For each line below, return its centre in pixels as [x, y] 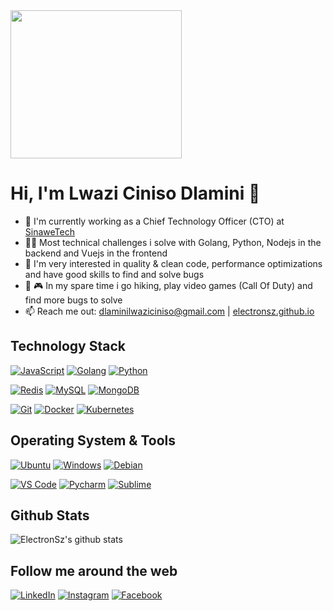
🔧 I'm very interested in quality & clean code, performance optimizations [173, 263]
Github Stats [50, 515]
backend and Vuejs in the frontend [96, 253]
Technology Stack [68, 346]
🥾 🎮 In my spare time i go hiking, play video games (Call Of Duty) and [168, 285]
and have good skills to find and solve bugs [114, 274]
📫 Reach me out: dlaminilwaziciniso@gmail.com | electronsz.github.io [169, 311]
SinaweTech [49, 231]
